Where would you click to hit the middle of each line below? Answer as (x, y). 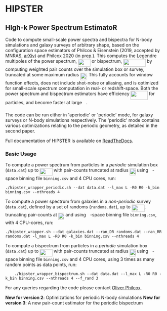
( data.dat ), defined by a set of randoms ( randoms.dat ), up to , (75, 207)
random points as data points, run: (41, 264)
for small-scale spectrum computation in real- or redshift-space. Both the (82, 88)
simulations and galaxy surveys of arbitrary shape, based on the (72, 45)
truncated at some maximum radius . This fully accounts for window (79, 75)
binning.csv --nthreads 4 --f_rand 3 (58, 278)
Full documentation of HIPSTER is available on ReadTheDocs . (69, 141)
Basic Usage (21, 154)
